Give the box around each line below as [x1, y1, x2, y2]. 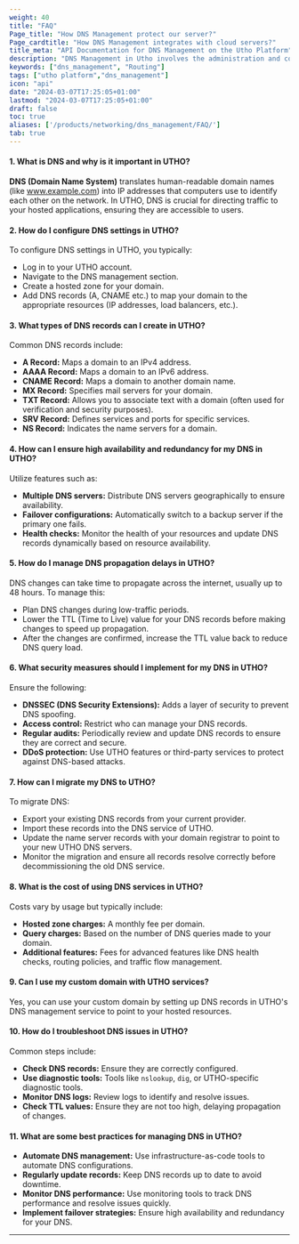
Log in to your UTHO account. [21, 262, 133, 272]
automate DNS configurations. [21, 1160, 133, 1171]
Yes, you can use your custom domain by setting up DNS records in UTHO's [9, 996, 288, 1006]
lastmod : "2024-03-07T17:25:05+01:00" [9, 95, 153, 105]
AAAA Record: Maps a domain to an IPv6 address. [21, 367, 209, 377]
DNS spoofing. [21, 709, 77, 720]
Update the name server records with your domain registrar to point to [21, 833, 280, 844]
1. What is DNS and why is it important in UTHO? [9, 157, 190, 167]
